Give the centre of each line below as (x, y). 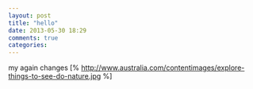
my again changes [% (44, 68)
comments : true (33, 38)
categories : (28, 45)
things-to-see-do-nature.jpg (55, 76)
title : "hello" (33, 23)
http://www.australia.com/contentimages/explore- (163, 68)
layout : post (30, 15)
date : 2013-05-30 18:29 (48, 30)
